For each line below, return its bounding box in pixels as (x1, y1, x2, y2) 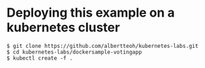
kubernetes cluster (6, 19, 120, 35)
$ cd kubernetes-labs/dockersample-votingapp (6, 49, 142, 56)
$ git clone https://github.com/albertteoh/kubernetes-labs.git (6, 42, 199, 49)
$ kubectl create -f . (6, 54, 73, 62)
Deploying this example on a (6, 5, 175, 21)
